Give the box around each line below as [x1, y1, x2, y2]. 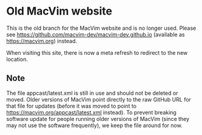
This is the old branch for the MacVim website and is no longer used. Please [6, 24, 197, 32]
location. [6, 55, 29, 63]
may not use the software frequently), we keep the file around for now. [6, 122, 183, 129]
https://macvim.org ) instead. [6, 37, 78, 44]
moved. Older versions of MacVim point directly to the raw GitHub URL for [6, 95, 191, 103]
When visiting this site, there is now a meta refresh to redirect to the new [6, 49, 188, 56]
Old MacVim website [6, 4, 112, 18]
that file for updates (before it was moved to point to [6, 102, 136, 109]
